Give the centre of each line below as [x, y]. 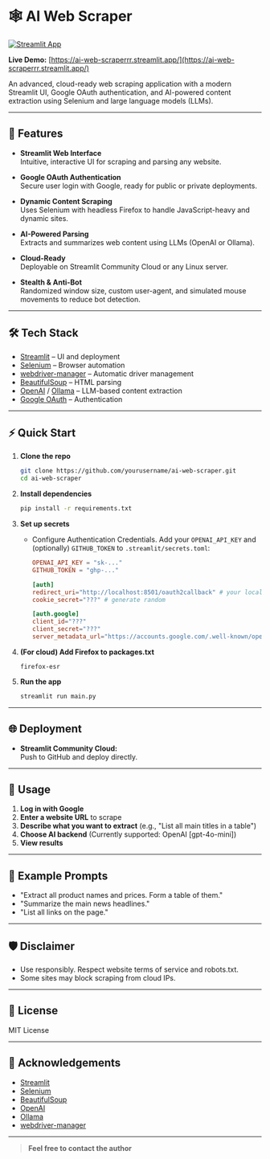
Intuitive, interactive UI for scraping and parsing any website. [121, 162]
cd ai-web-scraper [51, 479]
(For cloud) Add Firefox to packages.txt [87, 652]
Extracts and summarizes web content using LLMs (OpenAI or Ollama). [137, 242]
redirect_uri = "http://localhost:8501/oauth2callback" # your [136, 592]
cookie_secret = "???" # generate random [99, 600]
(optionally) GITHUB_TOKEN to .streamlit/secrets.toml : [121, 548]
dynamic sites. [44, 218]
